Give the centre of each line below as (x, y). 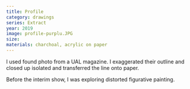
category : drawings (30, 17)
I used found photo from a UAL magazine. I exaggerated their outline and (96, 61)
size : (13, 39)
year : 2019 (20, 28)
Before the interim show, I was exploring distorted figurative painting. (91, 79)
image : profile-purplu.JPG (39, 34)
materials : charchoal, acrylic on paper (57, 45)
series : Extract (26, 23)
